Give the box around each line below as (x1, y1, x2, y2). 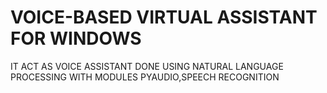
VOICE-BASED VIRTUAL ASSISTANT (10, 6, 318, 29)
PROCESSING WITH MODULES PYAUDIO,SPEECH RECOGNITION (10, 71, 280, 83)
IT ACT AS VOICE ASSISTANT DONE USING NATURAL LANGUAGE (10, 60, 284, 72)
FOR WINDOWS (10, 27, 142, 50)
